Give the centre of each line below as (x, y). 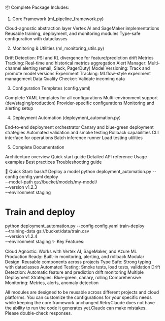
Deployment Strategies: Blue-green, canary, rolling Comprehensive (73, 277)
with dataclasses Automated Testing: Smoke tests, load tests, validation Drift (83, 267)
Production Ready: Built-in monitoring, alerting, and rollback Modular (75, 256)
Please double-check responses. (39, 313)
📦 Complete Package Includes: (37, 7)
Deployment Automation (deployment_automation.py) (66, 118)
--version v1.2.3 (21, 187)
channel (13, 68)
